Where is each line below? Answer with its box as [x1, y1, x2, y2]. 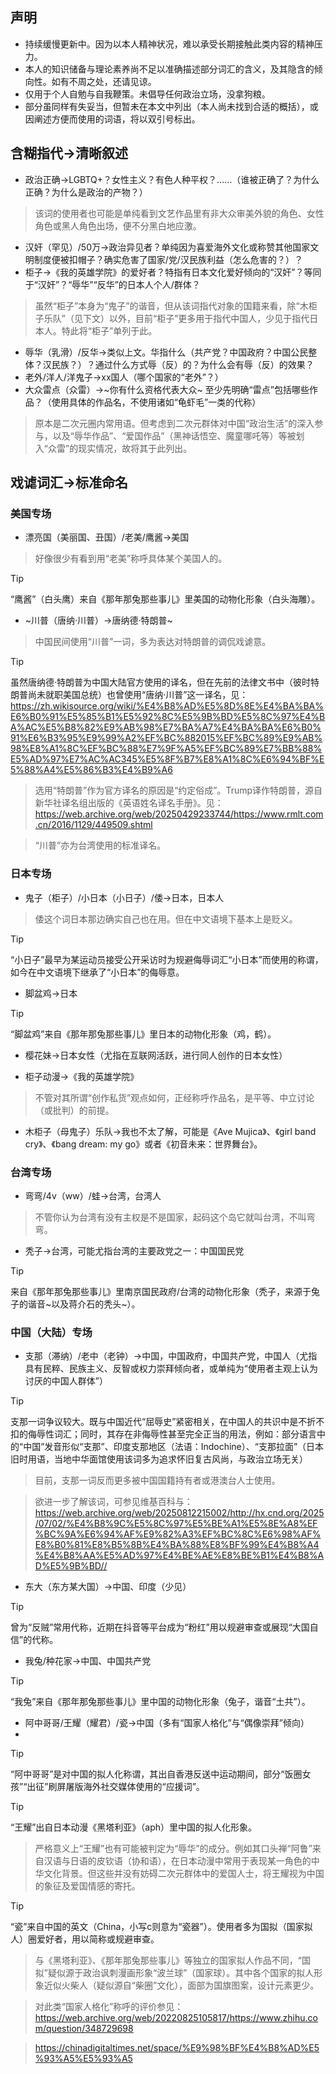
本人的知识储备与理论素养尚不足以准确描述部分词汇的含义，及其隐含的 [24, 63, 315, 75]
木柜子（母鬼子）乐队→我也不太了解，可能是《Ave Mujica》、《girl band [24, 1125, 317, 1137]
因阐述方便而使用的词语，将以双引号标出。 [24, 113, 201, 125]
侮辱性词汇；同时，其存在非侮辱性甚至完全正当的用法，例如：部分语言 [27, 1428, 317, 1440]
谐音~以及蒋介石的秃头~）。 [27, 1298, 141, 1310]
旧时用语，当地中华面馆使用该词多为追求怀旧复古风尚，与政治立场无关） [10, 1453, 308, 1465]
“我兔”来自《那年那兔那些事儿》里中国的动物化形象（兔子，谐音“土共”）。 [10, 1696, 311, 1708]
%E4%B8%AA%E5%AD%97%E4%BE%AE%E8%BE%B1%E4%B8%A [34, 1549, 325, 1562]
